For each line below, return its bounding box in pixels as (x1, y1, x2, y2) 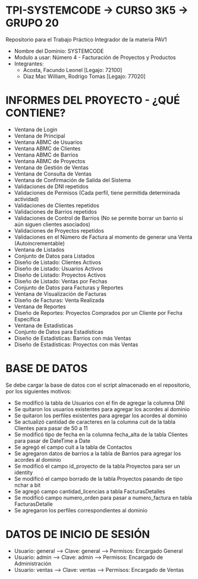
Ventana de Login (14, 126, 58, 133)
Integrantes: (14, 60, 44, 67)
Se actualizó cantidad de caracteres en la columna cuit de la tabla (14, 418, 176, 425)
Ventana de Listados (14, 246, 65, 253)
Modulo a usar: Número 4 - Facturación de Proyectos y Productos (14, 54, 176, 61)
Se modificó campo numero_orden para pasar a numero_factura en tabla (14, 494, 193, 501)
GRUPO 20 (5, 16, 59, 30)
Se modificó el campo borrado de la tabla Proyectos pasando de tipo (14, 475, 183, 482)
